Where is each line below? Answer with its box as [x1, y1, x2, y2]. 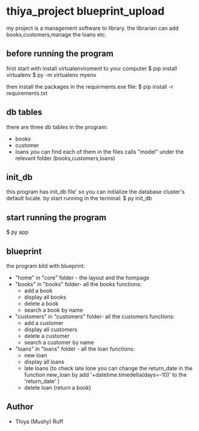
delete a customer [24, 332, 70, 339]
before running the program [6, 49, 114, 59]
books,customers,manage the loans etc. [6, 30, 107, 38]
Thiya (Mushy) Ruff [15, 418, 64, 425]
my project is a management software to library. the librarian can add [6, 24, 179, 32]
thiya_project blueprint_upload [6, 4, 165, 18]
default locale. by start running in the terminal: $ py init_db [6, 195, 152, 202]
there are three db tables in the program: [6, 123, 108, 130]
